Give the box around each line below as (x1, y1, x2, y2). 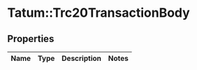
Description (61, 54, 101, 63)
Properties (7, 33, 54, 45)
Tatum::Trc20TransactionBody (7, 5, 190, 21)
